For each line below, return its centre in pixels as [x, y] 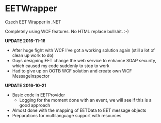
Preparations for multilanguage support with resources [67, 115]
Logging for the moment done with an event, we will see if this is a [85, 100]
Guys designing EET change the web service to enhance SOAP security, [84, 60]
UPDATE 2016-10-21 [26, 85]
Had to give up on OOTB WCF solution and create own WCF [72, 70]
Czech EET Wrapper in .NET [33, 22]
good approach [35, 105]
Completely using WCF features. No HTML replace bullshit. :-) [67, 31]
